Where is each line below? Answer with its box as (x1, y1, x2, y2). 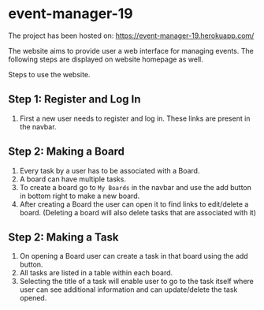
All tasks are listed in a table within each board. (19, 268, 173, 278)
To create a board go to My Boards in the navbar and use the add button (19, 182, 252, 192)
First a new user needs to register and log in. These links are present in (19, 114, 251, 123)
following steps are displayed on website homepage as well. (8, 54, 203, 64)
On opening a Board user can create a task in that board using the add (19, 252, 248, 261)
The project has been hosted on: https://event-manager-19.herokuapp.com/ (8, 31, 255, 40)
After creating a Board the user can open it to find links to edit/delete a (19, 199, 249, 209)
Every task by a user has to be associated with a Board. (19, 166, 200, 175)
